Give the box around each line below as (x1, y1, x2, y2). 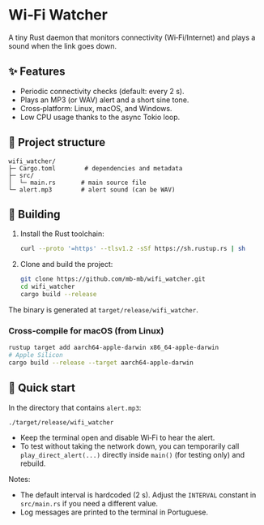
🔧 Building (8, 207, 61, 221)
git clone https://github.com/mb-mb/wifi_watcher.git (19, 275, 206, 283)
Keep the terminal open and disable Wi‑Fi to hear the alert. (19, 432, 215, 443)
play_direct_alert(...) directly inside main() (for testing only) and (19, 450, 245, 460)
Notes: (8, 475, 31, 484)
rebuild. (19, 458, 46, 468)
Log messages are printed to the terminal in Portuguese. (19, 507, 209, 517)
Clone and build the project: (19, 260, 113, 269)
